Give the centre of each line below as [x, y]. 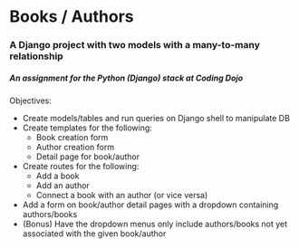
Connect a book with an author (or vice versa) [122, 196]
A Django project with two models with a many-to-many [135, 45]
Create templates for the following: [87, 128]
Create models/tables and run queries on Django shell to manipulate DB [156, 119]
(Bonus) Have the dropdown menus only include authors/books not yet [155, 224]
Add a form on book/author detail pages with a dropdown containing [150, 205]
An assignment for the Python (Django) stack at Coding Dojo [126, 78]
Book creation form [72, 138]
